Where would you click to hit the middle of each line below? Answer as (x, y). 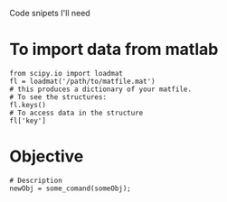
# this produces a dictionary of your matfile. (101, 89)
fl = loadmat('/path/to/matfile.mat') (82, 81)
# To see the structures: (58, 97)
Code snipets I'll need (50, 13)
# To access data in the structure (76, 113)
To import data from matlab (114, 50)
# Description (36, 180)
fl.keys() (28, 105)
